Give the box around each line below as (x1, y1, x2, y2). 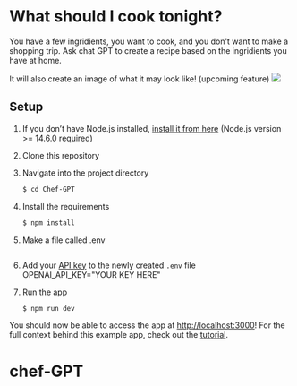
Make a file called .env (21, 235, 106, 245)
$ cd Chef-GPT (21, 184, 75, 193)
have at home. (9, 55, 63, 65)
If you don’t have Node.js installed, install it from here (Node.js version (21, 123, 282, 133)
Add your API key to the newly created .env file (21, 260, 197, 270)
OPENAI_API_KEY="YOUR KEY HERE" (21, 269, 161, 279)
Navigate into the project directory (21, 167, 149, 178)
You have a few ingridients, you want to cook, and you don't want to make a (9, 36, 289, 47)
